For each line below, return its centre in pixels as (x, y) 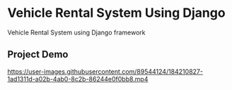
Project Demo (38, 54)
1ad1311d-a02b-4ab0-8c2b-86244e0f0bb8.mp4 (78, 79)
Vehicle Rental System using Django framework (77, 32)
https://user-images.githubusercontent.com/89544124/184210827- (105, 71)
